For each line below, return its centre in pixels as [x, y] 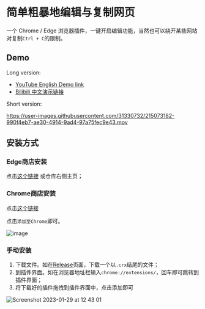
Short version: [24, 104]
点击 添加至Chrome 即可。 [35, 221]
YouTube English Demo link [50, 84]
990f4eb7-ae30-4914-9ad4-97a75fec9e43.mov [67, 122]
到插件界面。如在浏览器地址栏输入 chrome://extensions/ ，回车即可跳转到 [107, 272]
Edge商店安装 [27, 162]
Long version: [24, 72]
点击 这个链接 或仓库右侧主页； [45, 176]
